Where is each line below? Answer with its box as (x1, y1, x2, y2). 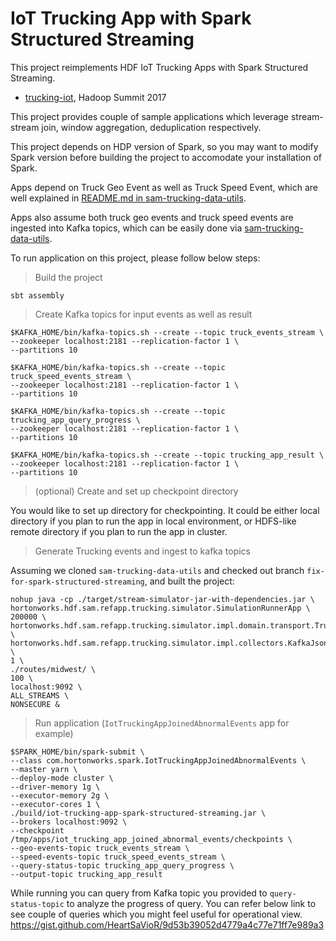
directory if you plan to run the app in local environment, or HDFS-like (10, 515, 297, 527)
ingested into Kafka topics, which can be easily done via (10, 222, 243, 234)
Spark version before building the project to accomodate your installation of (10, 151, 323, 163)
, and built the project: (144, 575, 235, 587)
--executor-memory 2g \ (10, 790, 110, 801)
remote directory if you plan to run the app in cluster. (10, 525, 228, 537)
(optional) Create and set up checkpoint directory (34, 485, 239, 497)
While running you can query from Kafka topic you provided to (10, 887, 268, 899)
